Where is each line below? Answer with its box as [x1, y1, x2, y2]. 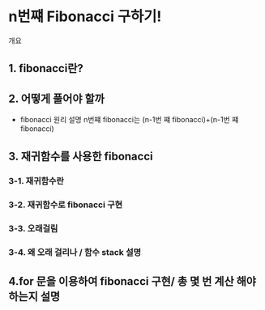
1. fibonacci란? [8, 62, 83, 75]
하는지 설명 [8, 289, 61, 304]
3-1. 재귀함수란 [8, 176, 65, 187]
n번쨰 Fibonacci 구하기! [8, 7, 162, 26]
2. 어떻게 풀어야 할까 [8, 91, 105, 105]
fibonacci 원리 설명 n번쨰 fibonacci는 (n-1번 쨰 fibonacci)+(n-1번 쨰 [19, 115, 239, 125]
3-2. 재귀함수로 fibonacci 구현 [8, 199, 123, 210]
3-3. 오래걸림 [8, 223, 58, 235]
